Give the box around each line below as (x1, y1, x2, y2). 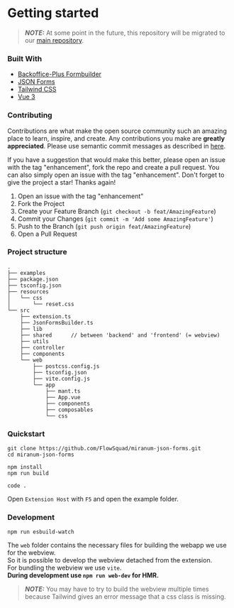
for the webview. (7, 548, 56, 557)
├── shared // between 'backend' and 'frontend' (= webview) (20, 332, 221, 339)
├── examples (7, 269, 46, 276)
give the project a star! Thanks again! (7, 178, 116, 186)
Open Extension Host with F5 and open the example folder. (7, 495, 179, 504)
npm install (7, 464, 43, 471)
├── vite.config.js (33, 375, 91, 382)
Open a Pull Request (17, 229, 78, 238)
